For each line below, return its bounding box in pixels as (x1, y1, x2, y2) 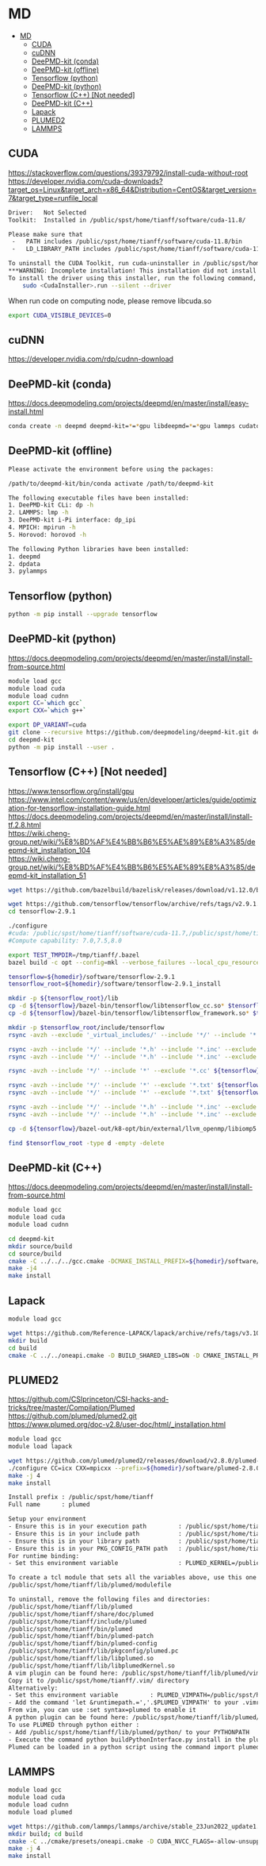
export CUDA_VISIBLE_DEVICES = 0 (8, 311, 112, 319)
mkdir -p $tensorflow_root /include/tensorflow (8, 1024, 165, 1031)
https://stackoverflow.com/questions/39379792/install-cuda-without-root (8, 168, 249, 177)
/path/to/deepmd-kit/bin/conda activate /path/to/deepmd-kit (8, 480, 215, 488)
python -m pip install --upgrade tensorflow (8, 611, 158, 619)
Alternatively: (8, 1684, 59, 1692)
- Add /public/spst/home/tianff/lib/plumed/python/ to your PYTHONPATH (8, 1728, 249, 1736)
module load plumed (8, 1808, 73, 1816)
